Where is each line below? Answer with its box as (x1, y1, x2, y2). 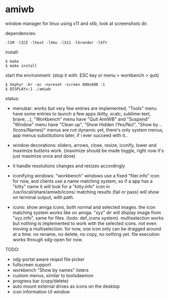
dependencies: (5, 30, 36, 36)
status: (5, 95, 20, 101)
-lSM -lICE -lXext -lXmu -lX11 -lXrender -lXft (5, 40, 108, 45)
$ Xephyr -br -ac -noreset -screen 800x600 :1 (5, 82, 105, 87)
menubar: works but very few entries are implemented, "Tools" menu (12, 105, 157, 111)
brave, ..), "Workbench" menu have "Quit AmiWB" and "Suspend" (12, 116, 150, 122)
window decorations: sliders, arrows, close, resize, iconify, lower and (12, 142, 157, 148)
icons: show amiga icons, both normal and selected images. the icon (12, 204, 156, 210)
